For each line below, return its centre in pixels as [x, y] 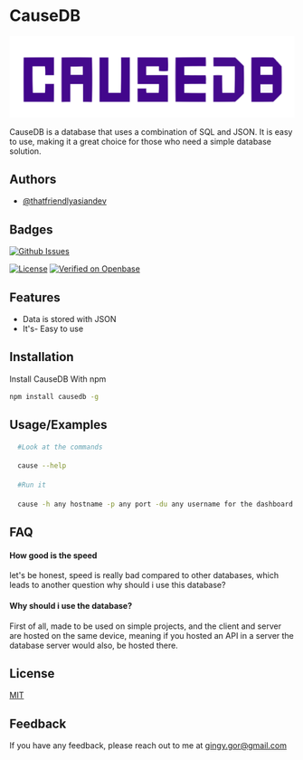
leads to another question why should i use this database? [118, 585]
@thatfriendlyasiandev [64, 201]
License [32, 674]
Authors [33, 180]
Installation [42, 357]
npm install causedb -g [54, 396]
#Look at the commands [60, 447]
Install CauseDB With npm [58, 379]
